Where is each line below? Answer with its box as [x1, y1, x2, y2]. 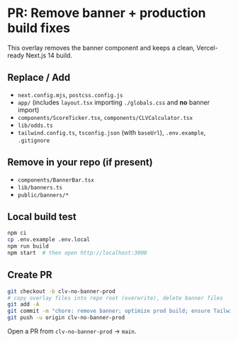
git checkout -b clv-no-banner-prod [7, 287, 115, 295]
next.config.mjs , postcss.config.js [17, 90, 123, 99]
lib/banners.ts [17, 184, 63, 191]
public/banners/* [17, 192, 69, 199]
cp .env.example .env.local [7, 236, 91, 243]
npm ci [7, 229, 27, 237]
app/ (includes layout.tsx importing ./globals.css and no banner [17, 98, 210, 106]
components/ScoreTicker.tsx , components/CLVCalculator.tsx [17, 113, 193, 121]
